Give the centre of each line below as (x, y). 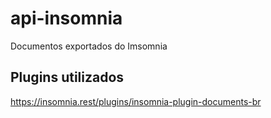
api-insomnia (66, 18)
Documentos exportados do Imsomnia (89, 46)
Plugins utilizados (67, 77)
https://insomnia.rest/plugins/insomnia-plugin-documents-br (136, 101)
